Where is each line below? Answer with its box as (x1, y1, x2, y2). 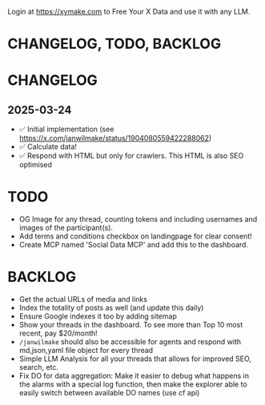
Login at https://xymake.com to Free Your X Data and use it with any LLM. (7, 7, 251, 16)
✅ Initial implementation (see (18, 124, 114, 134)
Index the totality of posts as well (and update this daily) (18, 303, 204, 313)
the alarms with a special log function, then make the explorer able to (18, 379, 247, 389)
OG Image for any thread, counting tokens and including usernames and (18, 215, 258, 224)
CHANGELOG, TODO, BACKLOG (7, 35, 222, 53)
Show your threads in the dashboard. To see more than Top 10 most (18, 320, 243, 330)
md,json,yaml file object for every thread (18, 346, 154, 355)
